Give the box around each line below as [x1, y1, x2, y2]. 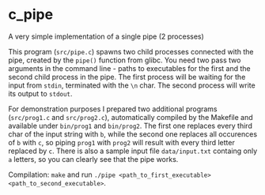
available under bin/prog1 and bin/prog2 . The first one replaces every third [8, 121, 253, 130]
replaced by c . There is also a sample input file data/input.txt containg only [8, 146, 258, 156]
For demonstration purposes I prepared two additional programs [8, 104, 218, 114]
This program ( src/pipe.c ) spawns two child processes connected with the [8, 47, 254, 56]
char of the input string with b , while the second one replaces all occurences [8, 129, 258, 139]
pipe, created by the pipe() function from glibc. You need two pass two [8, 55, 241, 65]
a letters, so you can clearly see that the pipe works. [8, 154, 179, 163]
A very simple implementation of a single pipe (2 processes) [8, 32, 204, 41]
